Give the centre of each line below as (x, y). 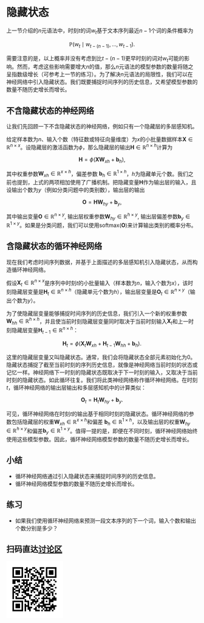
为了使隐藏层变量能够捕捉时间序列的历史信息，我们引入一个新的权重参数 (97, 313)
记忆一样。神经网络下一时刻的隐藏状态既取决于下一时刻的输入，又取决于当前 (102, 372)
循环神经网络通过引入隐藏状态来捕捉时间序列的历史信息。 (87, 476)
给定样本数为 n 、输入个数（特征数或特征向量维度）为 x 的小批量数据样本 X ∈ (100, 139)
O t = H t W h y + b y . (102, 401)
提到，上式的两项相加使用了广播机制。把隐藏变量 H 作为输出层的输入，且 (107, 183)
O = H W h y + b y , (102, 203)
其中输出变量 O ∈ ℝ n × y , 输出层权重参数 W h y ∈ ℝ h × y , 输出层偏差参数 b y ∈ (98, 216)
